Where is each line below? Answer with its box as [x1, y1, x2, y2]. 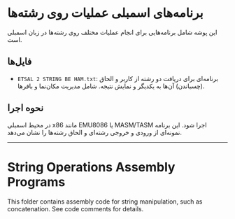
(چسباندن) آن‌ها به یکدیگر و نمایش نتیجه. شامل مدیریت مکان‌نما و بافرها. [17, 82, 205, 90]
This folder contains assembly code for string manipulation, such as [7, 197, 203, 206]
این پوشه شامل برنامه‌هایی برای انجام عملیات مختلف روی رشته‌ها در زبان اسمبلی [7, 28, 218, 36]
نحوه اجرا [7, 102, 44, 114]
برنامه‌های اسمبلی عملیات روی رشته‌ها [7, 5, 204, 21]
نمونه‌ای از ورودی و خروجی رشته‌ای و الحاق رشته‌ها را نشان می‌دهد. [7, 128, 182, 136]
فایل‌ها [7, 56, 32, 68]
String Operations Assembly [7, 159, 176, 175]
